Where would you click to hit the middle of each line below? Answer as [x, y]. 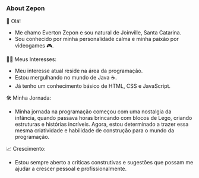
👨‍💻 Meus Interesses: [31, 59]
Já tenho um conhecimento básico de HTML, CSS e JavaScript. [93, 86]
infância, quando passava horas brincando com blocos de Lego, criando [103, 118]
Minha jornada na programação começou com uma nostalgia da [93, 112]
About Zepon [26, 8]
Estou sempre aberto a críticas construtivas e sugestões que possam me [104, 163]
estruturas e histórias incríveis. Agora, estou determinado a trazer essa [102, 124]
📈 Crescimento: [26, 149]
